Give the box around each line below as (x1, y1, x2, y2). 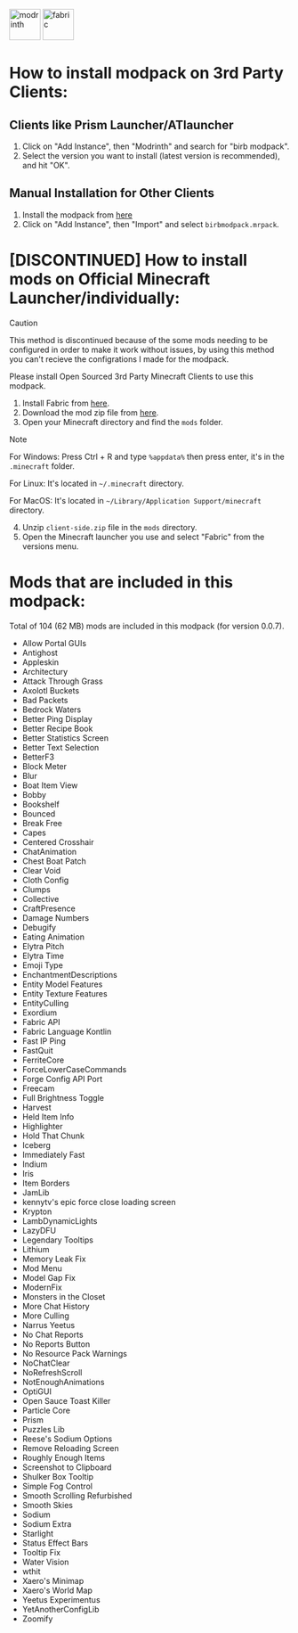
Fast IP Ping (21, 1035, 67, 1046)
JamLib (21, 1186, 50, 1198)
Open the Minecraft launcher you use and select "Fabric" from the (21, 531, 265, 542)
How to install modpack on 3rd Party (9, 63, 285, 84)
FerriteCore (21, 1054, 65, 1065)
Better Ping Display (21, 713, 93, 724)
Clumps (21, 883, 51, 895)
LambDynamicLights (21, 1215, 98, 1226)
